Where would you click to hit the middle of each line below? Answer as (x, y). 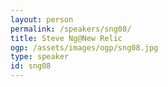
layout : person (42, 19)
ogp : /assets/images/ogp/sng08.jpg (84, 47)
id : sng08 (31, 66)
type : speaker (40, 57)
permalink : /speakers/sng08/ (71, 29)
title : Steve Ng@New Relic (66, 38)
